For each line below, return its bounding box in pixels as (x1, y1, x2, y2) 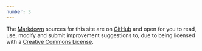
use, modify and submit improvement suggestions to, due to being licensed (6, 31, 195, 39)
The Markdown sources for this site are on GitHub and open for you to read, (6, 25, 197, 32)
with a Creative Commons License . (6, 38, 94, 45)
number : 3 (6, 8, 32, 15)
